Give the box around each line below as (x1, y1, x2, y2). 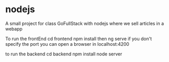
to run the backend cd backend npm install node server (5, 51, 122, 57)
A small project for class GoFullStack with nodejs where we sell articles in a (5, 20, 164, 26)
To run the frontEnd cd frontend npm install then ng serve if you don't (5, 36, 152, 42)
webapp (5, 25, 23, 32)
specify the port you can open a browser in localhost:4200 (5, 41, 130, 47)
